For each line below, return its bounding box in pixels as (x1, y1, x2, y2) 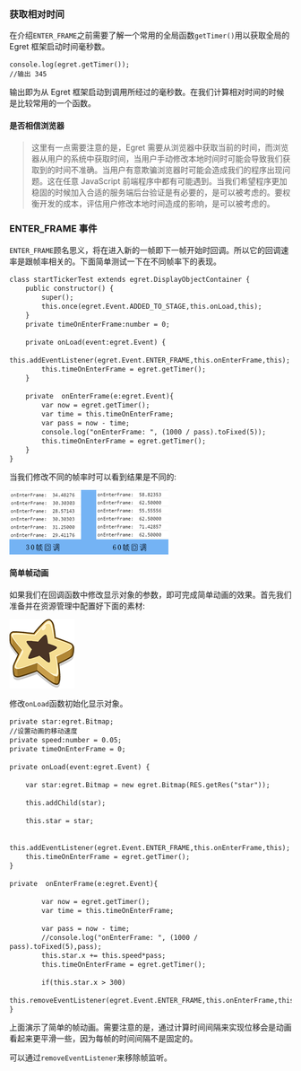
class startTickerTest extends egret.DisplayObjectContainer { (9, 275, 251, 284)
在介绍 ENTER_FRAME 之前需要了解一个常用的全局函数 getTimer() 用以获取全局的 (9, 30, 290, 41)
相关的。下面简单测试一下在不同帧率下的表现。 (47, 256, 221, 267)
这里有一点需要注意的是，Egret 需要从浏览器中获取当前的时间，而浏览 (30, 142, 289, 153)
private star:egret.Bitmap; (9, 717, 115, 726)
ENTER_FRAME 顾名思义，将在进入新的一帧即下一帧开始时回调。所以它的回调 (9, 244, 281, 255)
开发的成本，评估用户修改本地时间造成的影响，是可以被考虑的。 (39, 198, 275, 208)
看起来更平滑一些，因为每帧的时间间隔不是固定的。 (9, 1033, 198, 1043)
